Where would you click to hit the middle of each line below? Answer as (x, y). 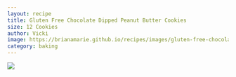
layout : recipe (29, 14)
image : (17, 40)
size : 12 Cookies (33, 27)
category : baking (33, 46)
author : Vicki (28, 33)
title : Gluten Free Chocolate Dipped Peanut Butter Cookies (97, 20)
